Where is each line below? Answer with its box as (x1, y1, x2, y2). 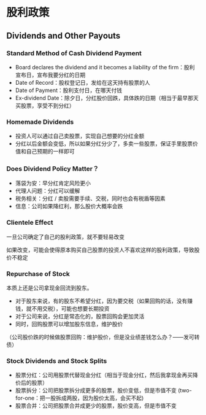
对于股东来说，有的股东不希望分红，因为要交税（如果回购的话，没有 (15, 297, 188, 304)
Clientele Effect (6, 219, 53, 227)
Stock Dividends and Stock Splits (6, 357, 107, 365)
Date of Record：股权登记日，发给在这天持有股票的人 (15, 79, 150, 86)
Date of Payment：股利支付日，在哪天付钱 (15, 87, 123, 94)
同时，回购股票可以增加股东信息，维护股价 (15, 320, 123, 328)
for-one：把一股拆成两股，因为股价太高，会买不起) (15, 394, 144, 402)
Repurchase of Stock (6, 270, 71, 278)
